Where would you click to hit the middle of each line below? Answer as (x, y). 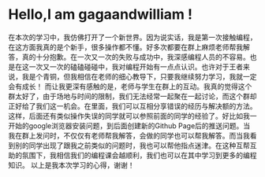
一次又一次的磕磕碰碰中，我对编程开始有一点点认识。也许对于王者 (136, 66)
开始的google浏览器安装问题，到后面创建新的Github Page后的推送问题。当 (129, 125)
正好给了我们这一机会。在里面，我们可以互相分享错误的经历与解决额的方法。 (132, 106)
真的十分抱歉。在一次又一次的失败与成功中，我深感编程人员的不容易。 (136, 57)
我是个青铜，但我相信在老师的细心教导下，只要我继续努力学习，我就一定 (139, 76)
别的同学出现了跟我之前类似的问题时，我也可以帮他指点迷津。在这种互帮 (132, 145)
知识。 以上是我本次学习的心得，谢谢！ (71, 165)
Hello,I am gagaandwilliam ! (101, 15)
